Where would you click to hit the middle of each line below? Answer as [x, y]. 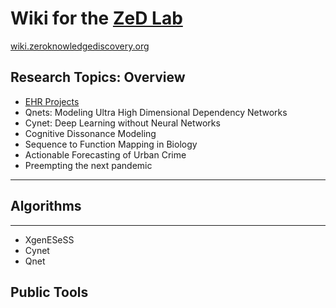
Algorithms [46, 206]
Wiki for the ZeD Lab [96, 18]
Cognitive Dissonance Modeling [90, 133]
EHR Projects [52, 101]
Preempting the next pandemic [88, 165]
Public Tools [49, 292]
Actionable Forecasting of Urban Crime [105, 154]
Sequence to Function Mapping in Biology [111, 144]
